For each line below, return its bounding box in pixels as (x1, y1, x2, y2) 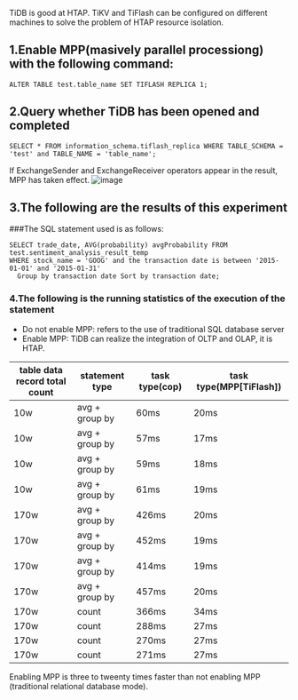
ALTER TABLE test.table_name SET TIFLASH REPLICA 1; (9, 80, 208, 89)
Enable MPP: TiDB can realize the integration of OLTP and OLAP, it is (21, 333, 273, 344)
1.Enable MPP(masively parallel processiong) (9, 43, 264, 58)
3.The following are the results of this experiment (9, 200, 288, 216)
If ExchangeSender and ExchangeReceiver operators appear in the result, (9, 164, 278, 176)
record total (15, 375, 67, 387)
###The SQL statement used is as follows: (9, 224, 164, 235)
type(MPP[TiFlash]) (196, 380, 282, 393)
